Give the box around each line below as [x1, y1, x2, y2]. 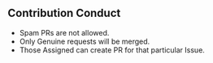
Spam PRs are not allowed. [19, 27, 110, 37]
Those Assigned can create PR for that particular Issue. [19, 44, 205, 55]
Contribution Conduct [7, 6, 121, 20]
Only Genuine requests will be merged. [19, 36, 150, 46]
